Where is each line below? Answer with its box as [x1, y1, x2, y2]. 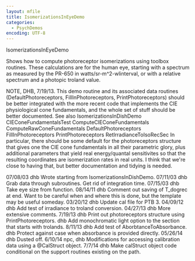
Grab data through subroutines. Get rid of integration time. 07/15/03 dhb [6, 180, 180, 187]
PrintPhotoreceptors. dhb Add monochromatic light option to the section [6, 217, 180, 224]
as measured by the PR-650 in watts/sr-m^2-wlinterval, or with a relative [6, 70, 181, 77]
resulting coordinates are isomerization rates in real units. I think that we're [6, 156, 186, 163]
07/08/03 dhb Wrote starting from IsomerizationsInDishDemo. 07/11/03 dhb [6, 174, 188, 181]
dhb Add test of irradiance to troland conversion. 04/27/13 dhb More [6, 205, 171, 212]
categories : [6, 19, 35, 25]
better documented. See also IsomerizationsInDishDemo [6, 112, 142, 120]
